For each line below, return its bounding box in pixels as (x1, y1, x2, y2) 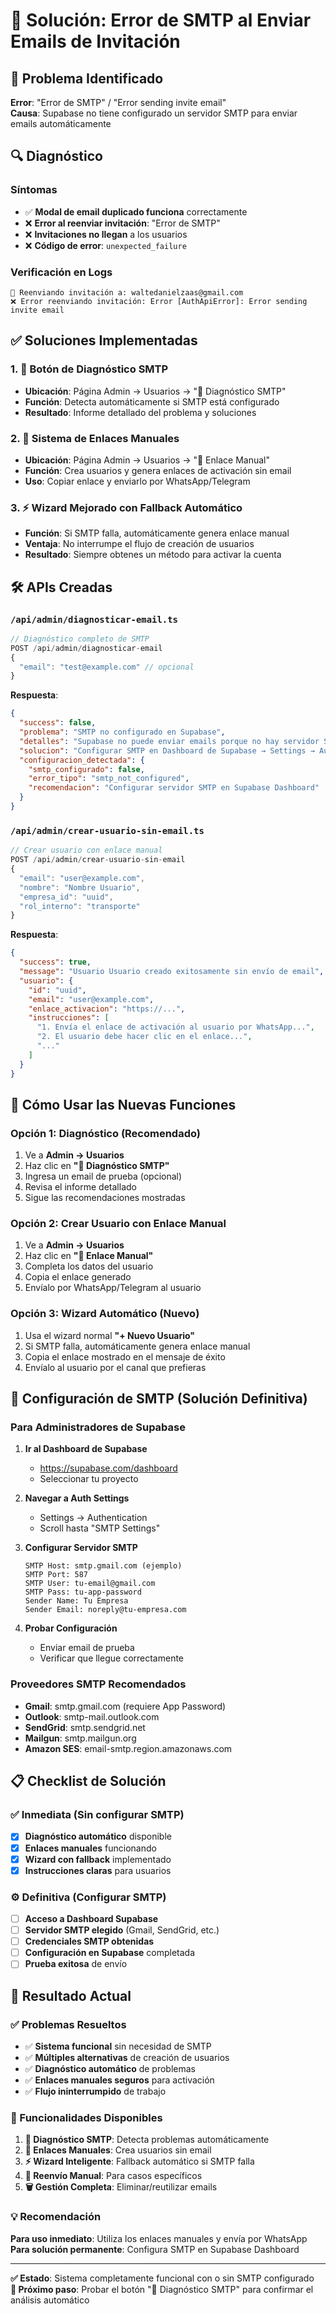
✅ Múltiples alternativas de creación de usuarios (24, 2052, 230, 2063)
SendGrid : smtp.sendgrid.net (24, 1721, 146, 1733)
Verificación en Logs (10, 265, 113, 279)
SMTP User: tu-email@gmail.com (24, 1579, 156, 1589)
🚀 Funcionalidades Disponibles (10, 2110, 163, 2124)
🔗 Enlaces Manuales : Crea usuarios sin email (24, 2144, 212, 2156)
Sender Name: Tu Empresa (24, 1596, 129, 1606)
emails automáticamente (10, 118, 112, 129)
